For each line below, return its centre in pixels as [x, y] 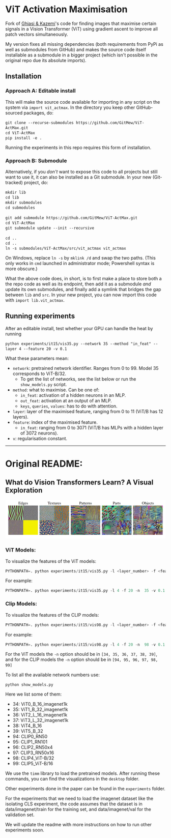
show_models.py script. [44, 384]
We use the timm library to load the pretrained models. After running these [83, 773]
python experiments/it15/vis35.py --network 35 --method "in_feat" [78, 344]
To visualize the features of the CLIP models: [52, 615]
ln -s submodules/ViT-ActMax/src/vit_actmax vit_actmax [66, 248]
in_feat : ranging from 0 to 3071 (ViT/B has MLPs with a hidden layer [92, 427]
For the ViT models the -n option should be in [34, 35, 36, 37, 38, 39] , [81, 654]
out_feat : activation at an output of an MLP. [66, 400]
